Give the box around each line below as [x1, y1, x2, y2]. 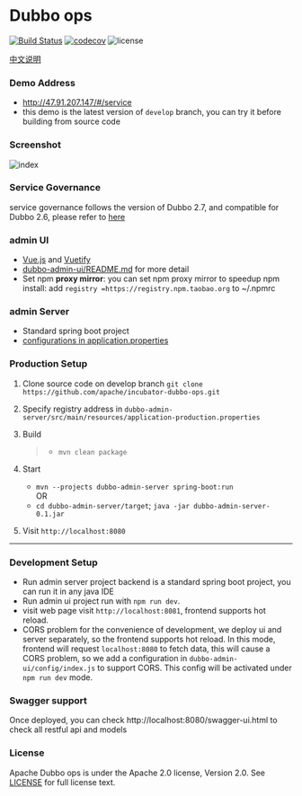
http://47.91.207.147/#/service [22, 97, 132, 108]
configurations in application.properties [22, 335, 169, 346]
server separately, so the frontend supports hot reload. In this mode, [22, 634, 276, 645]
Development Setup [9, 556, 98, 569]
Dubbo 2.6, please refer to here [9, 211, 126, 222]
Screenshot [9, 138, 61, 151]
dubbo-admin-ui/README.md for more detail [22, 264, 190, 275]
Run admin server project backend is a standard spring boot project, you [22, 577, 292, 588]
